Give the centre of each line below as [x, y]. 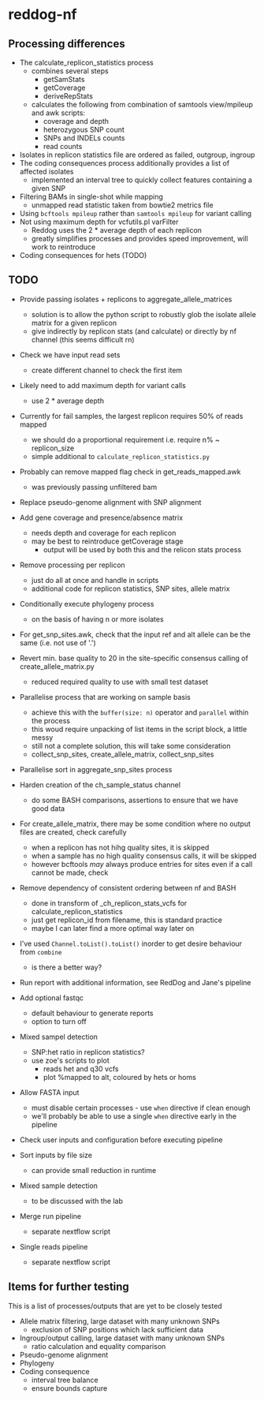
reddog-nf [43, 15]
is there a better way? [67, 967]
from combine [41, 951]
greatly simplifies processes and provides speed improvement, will [139, 239]
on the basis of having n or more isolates [97, 619]
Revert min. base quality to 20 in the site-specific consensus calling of [134, 658]
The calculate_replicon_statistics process [86, 62]
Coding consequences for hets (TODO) [83, 255]
